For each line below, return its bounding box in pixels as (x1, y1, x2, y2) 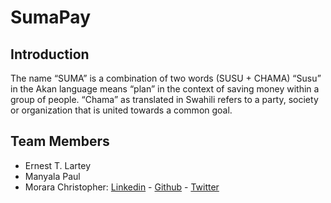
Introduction (10, 46, 90, 63)
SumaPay (10, 6, 91, 29)
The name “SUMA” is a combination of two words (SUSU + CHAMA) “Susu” (10, 72, 322, 84)
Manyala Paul (24, 170, 81, 182)
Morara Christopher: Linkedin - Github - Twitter (24, 181, 220, 193)
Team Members (10, 133, 110, 150)
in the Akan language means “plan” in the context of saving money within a (10, 83, 320, 95)
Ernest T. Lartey (24, 159, 92, 171)
